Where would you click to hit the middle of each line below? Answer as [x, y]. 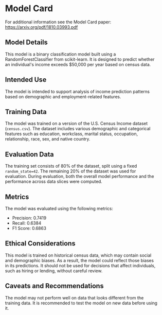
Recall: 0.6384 [27, 223]
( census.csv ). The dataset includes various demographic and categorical [78, 129]
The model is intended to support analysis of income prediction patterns [77, 91]
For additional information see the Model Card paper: [58, 22]
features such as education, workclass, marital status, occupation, [72, 134]
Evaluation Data [29, 154]
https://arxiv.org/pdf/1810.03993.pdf [41, 27]
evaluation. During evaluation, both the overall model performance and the [80, 176]
